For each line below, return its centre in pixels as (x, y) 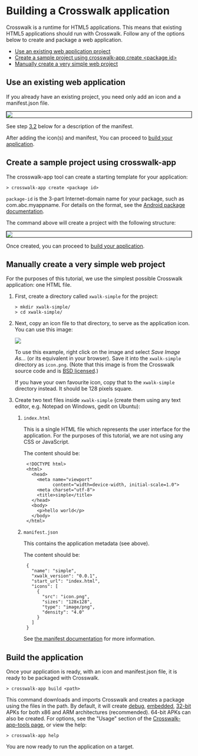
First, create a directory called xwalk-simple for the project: (86, 296)
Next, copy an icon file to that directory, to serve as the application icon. (102, 323)
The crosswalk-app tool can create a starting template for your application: (97, 177)
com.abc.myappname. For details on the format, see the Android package (96, 205)
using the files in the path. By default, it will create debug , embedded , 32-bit (99, 706)
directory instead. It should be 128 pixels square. (74, 389)
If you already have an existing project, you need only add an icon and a (93, 96)
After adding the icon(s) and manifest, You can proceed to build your (89, 138)
